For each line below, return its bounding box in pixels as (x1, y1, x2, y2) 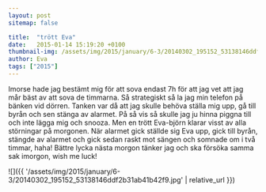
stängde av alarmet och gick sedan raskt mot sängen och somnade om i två (8, 134, 256, 144)
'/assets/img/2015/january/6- (25, 167, 121, 176)
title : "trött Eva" (8, 33, 77, 41)
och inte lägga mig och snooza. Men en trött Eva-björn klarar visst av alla (8, 118, 247, 127)
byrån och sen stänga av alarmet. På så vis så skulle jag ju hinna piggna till (8, 109, 252, 119)
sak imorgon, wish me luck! (8, 151, 97, 160)
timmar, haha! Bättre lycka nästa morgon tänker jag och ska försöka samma (8, 143, 254, 152)
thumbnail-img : (8, 48, 59, 56)
